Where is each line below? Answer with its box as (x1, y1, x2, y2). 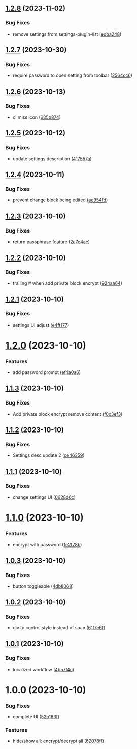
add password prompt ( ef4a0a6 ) (12, 369, 81, 376)
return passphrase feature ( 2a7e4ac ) (12, 239, 90, 245)
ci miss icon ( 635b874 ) (12, 114, 61, 120)
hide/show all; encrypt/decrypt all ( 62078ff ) (12, 738, 105, 744)
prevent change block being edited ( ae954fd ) (12, 197, 108, 203)
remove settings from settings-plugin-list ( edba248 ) (12, 31, 122, 37)
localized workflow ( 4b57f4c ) (12, 666, 75, 672)
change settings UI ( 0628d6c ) (12, 494, 76, 500)
